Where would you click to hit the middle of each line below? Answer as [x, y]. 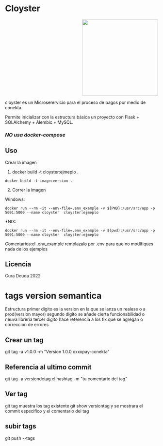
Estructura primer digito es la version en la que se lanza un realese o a [75, 309]
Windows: [15, 199]
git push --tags [20, 438]
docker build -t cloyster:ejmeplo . [45, 172]
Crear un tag [24, 340]
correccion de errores [27, 325]
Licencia [18, 264]
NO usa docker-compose [35, 135]
